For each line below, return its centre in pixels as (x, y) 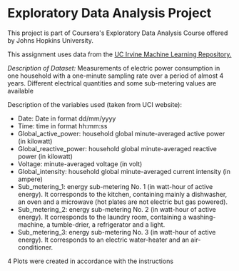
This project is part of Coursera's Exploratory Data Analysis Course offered (118, 33)
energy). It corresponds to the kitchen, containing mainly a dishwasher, (122, 194)
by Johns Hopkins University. (51, 40)
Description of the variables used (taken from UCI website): (95, 104)
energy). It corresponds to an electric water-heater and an (103, 240)
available (21, 91)
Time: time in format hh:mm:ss (62, 126)
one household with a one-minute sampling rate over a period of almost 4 (116, 76)
